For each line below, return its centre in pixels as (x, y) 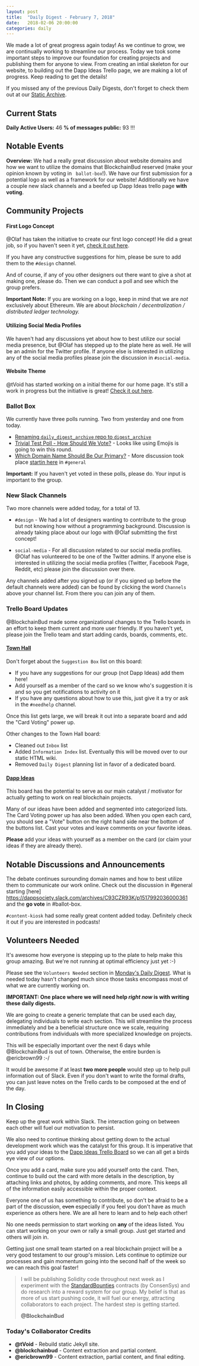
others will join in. (28, 1237)
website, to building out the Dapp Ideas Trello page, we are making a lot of (97, 70)
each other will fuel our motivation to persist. (61, 1128)
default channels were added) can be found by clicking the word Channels (96, 587)
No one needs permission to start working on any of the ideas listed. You (95, 1224)
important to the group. (35, 480)
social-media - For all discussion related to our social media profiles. (98, 550)
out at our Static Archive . (36, 95)
